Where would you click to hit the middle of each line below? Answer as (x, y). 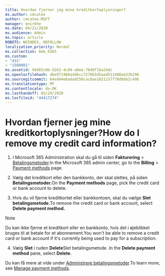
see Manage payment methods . (38, 268)
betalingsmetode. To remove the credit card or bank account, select (82, 203)
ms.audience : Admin (25, 33)
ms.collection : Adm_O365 (31, 51)
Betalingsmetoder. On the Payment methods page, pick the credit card (86, 183)
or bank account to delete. (39, 188)
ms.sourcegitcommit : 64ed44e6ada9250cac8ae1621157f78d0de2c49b (72, 79)
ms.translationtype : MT (30, 84)
